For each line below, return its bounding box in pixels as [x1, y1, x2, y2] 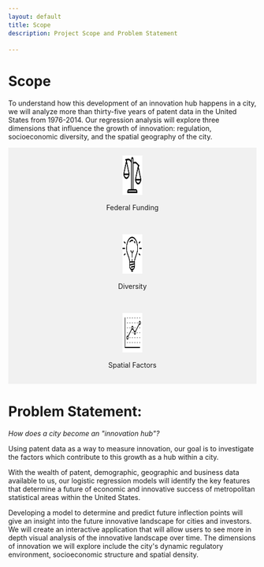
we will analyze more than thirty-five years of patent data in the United [8, 107, 237, 117]
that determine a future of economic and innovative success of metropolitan [8, 484, 255, 494]
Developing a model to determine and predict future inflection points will [8, 508, 243, 517]
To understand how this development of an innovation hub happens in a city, [8, 98, 257, 108]
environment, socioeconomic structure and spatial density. [8, 550, 199, 559]
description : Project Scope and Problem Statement [8, 29, 178, 37]
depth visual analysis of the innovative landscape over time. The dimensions [8, 533, 256, 543]
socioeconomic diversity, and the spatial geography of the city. [8, 132, 213, 142]
